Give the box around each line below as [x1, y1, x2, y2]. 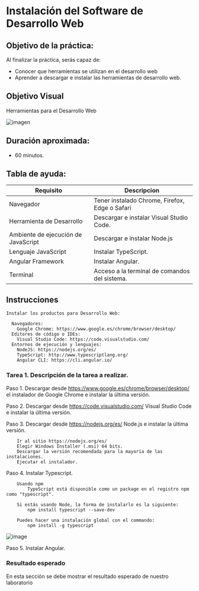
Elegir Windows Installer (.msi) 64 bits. [17, 443, 123, 449]
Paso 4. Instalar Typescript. [6, 469, 73, 476]
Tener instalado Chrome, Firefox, [94, 196, 185, 205]
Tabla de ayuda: [6, 169, 66, 179]
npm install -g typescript [27, 522, 94, 529]
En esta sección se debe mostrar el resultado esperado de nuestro [6, 573, 169, 580]
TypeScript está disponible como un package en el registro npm [27, 486, 190, 492]
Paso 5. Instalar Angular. [6, 544, 66, 551]
